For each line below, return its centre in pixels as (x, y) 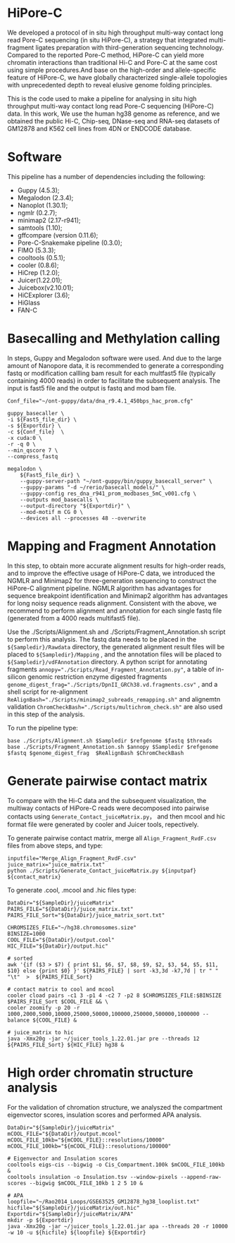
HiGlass (29, 302)
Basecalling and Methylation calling (114, 339)
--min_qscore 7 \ (33, 450)
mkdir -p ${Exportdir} (40, 1220)
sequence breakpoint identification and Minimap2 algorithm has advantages (118, 595)
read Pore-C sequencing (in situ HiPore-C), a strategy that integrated (107, 39)
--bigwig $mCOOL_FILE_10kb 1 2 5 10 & (86, 1183)
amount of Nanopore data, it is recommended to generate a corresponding (115, 365)
